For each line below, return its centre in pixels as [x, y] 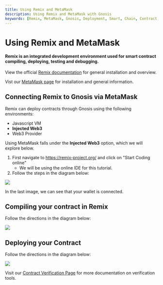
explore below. [20, 148]
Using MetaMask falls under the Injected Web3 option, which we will [74, 143]
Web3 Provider [27, 134]
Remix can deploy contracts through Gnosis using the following [68, 109]
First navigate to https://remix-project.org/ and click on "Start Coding [81, 157]
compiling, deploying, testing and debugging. [52, 62]
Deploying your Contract [43, 243]
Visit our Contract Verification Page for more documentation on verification [80, 273]
